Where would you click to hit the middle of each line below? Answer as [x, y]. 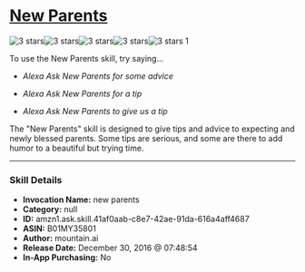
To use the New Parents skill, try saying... [87, 58]
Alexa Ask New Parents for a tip [82, 93]
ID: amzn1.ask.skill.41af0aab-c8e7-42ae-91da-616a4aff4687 [136, 219]
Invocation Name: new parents [81, 199]
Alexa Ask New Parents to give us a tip [95, 111]
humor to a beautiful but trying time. [77, 148]
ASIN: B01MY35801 [59, 228]
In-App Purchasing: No [67, 257]
